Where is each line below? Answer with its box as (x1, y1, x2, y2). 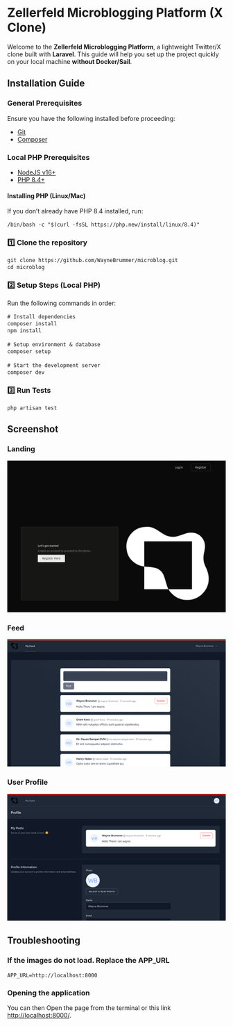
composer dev (7, 368, 45, 376)
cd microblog (7, 264, 45, 271)
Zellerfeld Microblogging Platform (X (7, 5, 223, 21)
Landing (7, 444, 36, 454)
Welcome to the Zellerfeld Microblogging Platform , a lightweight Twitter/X (7, 42, 221, 51)
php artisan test (7, 405, 58, 412)
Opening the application (7, 988, 90, 998)
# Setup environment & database (7, 341, 101, 348)
